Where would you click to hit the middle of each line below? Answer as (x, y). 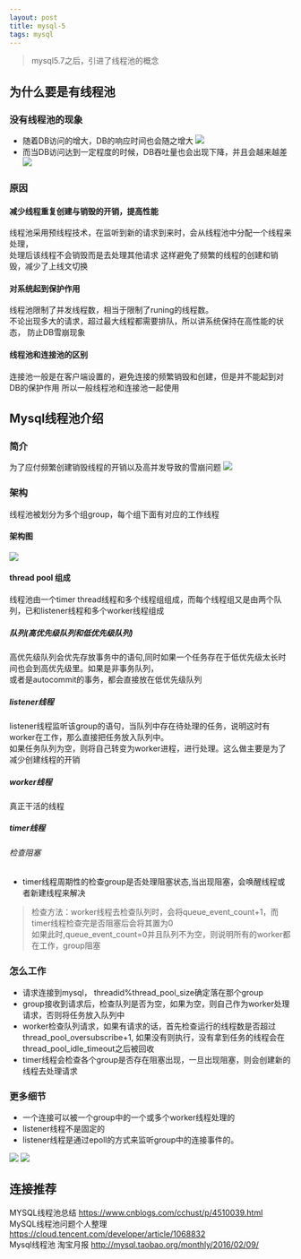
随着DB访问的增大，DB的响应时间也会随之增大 (108, 141)
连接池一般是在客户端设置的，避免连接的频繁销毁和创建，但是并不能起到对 (146, 376)
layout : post (34, 17)
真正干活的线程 (37, 806)
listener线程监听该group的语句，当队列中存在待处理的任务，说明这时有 (140, 726)
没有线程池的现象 (46, 119)
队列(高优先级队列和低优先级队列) (71, 633)
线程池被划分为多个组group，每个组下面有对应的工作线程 (114, 514)
